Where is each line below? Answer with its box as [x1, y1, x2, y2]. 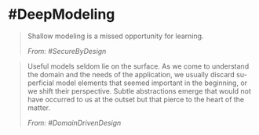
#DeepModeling [8, 5, 115, 23]
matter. [27, 103, 51, 112]
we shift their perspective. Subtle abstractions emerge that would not [27, 86, 251, 95]
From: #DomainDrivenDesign [27, 118, 122, 127]
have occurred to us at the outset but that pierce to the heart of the [27, 94, 245, 104]
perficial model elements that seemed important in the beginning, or [27, 78, 248, 87]
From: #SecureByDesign [27, 46, 107, 55]
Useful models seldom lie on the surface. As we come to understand [27, 61, 250, 71]
